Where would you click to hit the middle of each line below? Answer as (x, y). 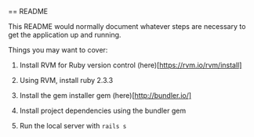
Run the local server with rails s (73, 126)
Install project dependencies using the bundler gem (103, 110)
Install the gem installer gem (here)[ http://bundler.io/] (105, 96)
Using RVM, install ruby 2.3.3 (66, 80)
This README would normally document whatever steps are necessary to (127, 26)
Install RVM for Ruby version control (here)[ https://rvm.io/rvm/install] (131, 65)
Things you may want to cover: (58, 50)
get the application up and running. (65, 35)
